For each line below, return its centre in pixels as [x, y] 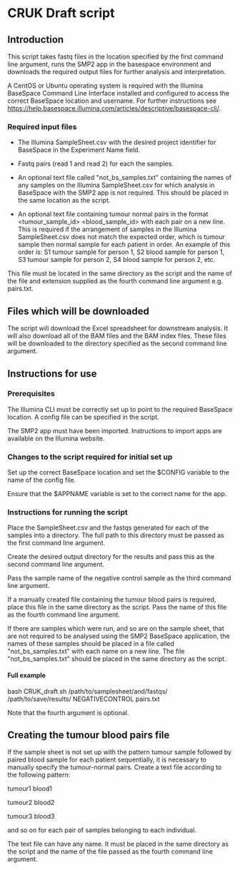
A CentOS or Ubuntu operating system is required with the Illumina [105, 86]
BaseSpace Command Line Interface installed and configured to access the [119, 93]
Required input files [42, 126]
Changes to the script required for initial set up [90, 457]
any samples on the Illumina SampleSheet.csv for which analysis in [116, 185]
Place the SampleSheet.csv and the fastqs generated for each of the [108, 528]
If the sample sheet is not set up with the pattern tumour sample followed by [120, 752]
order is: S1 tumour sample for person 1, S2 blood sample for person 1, [121, 252]
